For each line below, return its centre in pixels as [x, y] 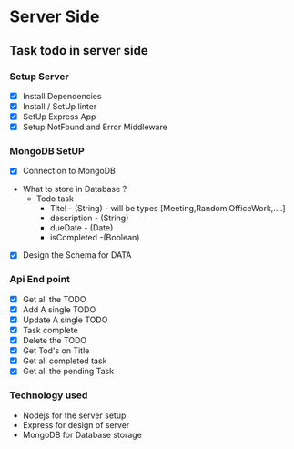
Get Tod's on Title [56, 351]
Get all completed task [65, 361]
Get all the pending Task [68, 372]
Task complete [51, 331]
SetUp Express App [59, 117]
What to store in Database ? [75, 189]
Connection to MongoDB [69, 171]
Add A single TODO [59, 309]
